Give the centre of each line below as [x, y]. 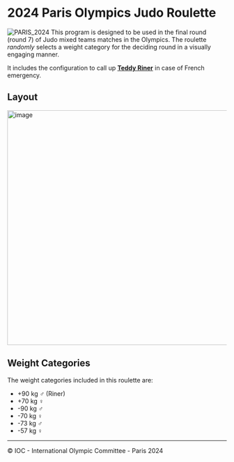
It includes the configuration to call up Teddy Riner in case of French [106, 68]
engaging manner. [33, 54]
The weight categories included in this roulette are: [80, 380]
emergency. [24, 75]
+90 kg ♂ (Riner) [41, 393]
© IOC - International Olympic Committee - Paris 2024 [85, 450]
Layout [23, 97]
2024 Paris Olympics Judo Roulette [112, 13]
